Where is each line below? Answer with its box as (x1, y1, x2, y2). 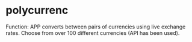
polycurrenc (5, 4, 69, 17)
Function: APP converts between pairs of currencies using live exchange (5, 23, 186, 30)
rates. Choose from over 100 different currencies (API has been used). (5, 29, 180, 36)
